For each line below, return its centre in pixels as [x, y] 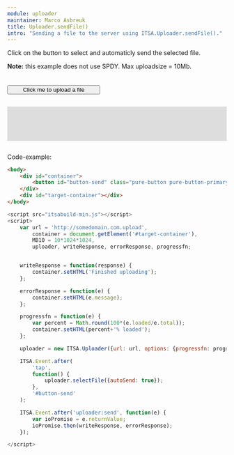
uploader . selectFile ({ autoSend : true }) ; [104, 380]
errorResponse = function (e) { [65, 291]
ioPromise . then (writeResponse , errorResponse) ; [102, 426]
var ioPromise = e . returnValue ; [79, 419]
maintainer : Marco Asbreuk [46, 20]
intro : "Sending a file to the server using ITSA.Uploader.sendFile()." [115, 33]
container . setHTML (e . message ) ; [78, 298]
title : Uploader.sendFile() [48, 26]
